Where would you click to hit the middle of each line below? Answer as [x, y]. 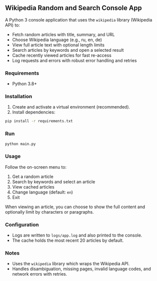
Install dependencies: [34, 112]
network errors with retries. [39, 274]
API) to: [13, 25]
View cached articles [33, 187]
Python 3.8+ [25, 84]
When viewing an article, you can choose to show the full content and [75, 207]
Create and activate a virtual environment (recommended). [71, 107]
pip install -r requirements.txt [39, 121]
